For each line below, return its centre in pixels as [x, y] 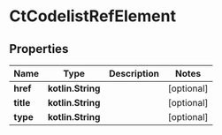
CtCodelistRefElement [93, 16]
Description [134, 74]
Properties [39, 49]
